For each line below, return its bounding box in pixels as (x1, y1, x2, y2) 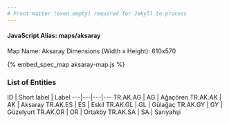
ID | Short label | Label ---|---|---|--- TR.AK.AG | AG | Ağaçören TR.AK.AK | (7, 93, 222, 102)
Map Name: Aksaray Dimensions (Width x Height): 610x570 (7, 46, 176, 55)
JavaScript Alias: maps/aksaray (7, 32, 101, 40)
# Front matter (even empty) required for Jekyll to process (7, 10, 187, 17)
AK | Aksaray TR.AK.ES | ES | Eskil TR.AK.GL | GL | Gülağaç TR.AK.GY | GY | (7, 101, 223, 109)
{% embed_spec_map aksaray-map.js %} (7, 60, 126, 68)
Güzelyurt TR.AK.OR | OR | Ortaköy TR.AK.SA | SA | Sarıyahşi (7, 108, 181, 116)
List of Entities (7, 77, 57, 87)
